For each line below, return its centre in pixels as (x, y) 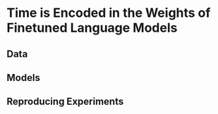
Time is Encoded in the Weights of (109, 13)
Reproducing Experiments (65, 102)
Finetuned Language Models (92, 28)
